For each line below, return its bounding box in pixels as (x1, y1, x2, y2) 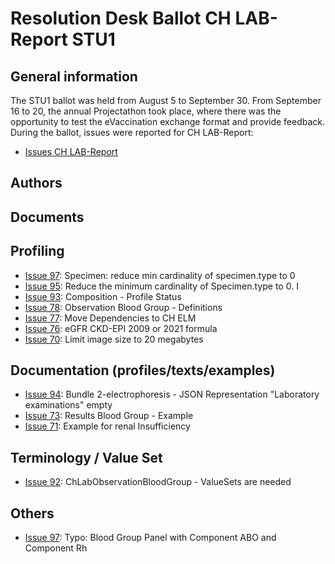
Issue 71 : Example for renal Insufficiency (24, 420, 191, 432)
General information (10, 68, 138, 85)
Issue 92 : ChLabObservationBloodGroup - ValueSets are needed (24, 476, 292, 488)
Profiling (10, 243, 65, 260)
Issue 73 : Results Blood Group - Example (24, 410, 194, 422)
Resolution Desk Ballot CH (10, 7, 232, 30)
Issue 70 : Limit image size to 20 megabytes (24, 333, 204, 345)
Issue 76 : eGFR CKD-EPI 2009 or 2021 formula (24, 322, 218, 334)
